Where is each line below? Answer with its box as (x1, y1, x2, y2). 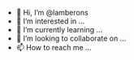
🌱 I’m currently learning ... (15, 25, 103, 34)
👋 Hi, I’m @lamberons (15, 8, 89, 17)
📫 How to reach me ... (15, 43, 92, 52)
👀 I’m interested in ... (15, 16, 85, 26)
